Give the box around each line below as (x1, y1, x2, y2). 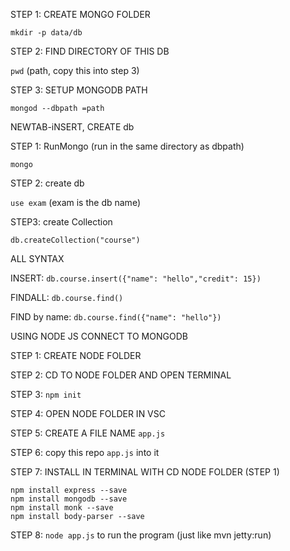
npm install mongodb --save (10, 494, 128, 504)
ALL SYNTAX (10, 253, 65, 264)
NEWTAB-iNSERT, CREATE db (10, 121, 135, 133)
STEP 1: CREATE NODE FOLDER (10, 350, 142, 361)
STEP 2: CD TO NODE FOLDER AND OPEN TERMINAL (10, 369, 232, 381)
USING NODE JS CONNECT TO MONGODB (10, 330, 188, 342)
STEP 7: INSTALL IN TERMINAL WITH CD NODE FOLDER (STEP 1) (10, 466, 280, 478)
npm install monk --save (10, 503, 114, 513)
